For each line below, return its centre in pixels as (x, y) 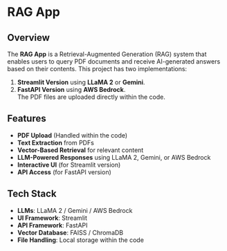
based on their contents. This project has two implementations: (97, 69)
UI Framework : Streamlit (52, 218)
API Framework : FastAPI (52, 225)
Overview (29, 38)
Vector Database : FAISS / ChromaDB (70, 232)
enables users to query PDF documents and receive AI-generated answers (114, 62)
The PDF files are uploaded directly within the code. (91, 97)
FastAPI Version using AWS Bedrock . (71, 90)
